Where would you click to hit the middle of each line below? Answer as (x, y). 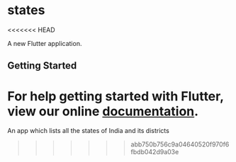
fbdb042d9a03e (155, 152)
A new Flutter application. (45, 43)
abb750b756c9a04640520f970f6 (180, 144)
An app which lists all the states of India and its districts (89, 131)
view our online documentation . (103, 111)
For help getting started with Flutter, (116, 96)
